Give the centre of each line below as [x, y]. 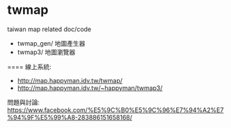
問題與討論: [24, 102]
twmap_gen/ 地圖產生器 [51, 43]
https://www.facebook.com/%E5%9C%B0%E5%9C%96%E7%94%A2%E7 [115, 110]
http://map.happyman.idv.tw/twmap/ [70, 80]
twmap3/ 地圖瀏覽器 [46, 52]
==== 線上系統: [30, 66]
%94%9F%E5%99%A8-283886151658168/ [70, 117]
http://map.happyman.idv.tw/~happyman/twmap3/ [90, 88]
